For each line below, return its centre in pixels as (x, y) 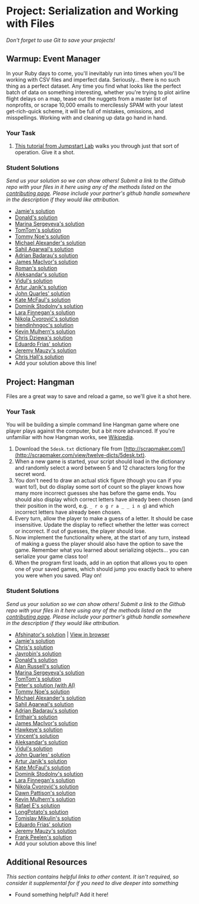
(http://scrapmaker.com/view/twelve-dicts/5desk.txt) (80, 455)
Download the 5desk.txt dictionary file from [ (70, 449)
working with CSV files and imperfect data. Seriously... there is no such (93, 79)
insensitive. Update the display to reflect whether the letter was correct (102, 525)
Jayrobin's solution (38, 653)
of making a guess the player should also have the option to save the (99, 544)
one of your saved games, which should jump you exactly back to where (103, 569)
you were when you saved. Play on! (58, 576)
